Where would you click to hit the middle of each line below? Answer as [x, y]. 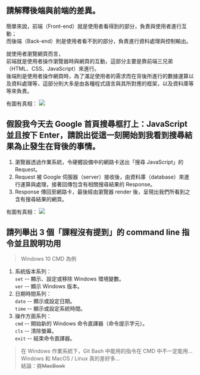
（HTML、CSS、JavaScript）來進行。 [53, 68]
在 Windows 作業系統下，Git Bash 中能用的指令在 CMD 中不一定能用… [107, 351]
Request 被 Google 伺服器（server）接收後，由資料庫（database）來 [99, 177]
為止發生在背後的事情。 [57, 147]
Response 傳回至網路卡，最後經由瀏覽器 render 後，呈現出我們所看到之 [102, 192]
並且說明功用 [37, 244]
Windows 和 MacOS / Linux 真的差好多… [70, 358]
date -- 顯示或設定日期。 [45, 301]
